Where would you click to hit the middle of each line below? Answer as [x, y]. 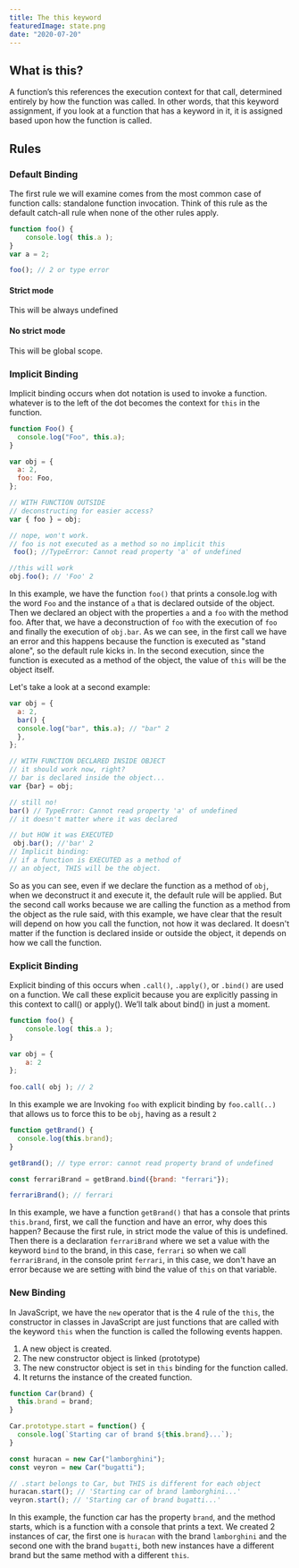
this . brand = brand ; [55, 1402]
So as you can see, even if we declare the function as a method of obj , [139, 885]
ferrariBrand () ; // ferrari [62, 1196]
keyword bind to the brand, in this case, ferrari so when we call [128, 1250]
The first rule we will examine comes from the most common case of [135, 193]
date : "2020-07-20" [46, 34]
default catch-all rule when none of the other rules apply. [114, 212]
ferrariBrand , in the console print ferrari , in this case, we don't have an [143, 1260]
